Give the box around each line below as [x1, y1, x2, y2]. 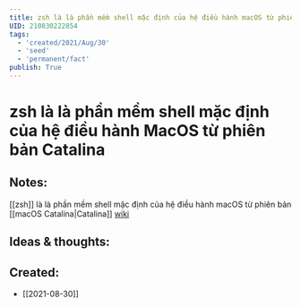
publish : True [9, 64, 63, 72]
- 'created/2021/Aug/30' [17, 38, 110, 47]
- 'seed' [17, 47, 50, 55]
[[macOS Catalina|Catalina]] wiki [9, 208, 130, 219]
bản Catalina [9, 140, 106, 160]
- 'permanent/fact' [17, 55, 90, 64]
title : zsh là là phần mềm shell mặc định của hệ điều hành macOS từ [9, 13, 275, 22]
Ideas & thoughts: [9, 235, 110, 250]
